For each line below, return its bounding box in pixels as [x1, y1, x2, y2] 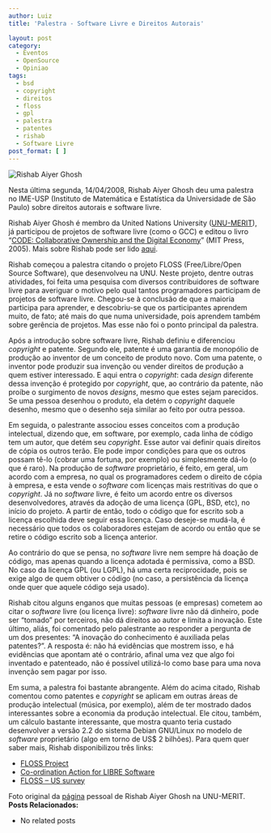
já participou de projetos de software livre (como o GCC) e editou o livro [8, 226, 249, 236]
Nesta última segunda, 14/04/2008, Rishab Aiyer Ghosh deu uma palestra [8, 185, 254, 194]
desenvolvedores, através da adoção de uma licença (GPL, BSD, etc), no [8, 498, 251, 507]
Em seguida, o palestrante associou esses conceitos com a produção [8, 420, 240, 429]
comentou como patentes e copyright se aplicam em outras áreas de [8, 690, 239, 701]
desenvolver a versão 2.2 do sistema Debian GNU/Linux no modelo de [8, 725, 243, 735]
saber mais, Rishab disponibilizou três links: [8, 742, 154, 752]
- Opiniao [15, 64, 49, 73]
